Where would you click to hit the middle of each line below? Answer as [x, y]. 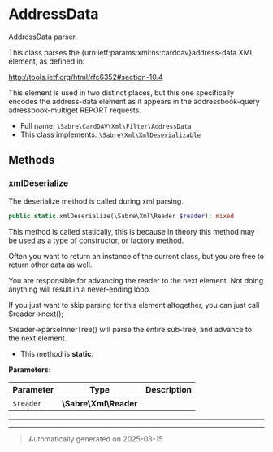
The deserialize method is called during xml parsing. [96, 201]
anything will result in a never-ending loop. [80, 289]
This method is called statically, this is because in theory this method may [132, 231]
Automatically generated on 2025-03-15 [95, 439]
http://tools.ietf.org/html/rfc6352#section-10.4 [86, 77]
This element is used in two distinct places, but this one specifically [121, 92]
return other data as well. [50, 265]
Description [169, 389]
